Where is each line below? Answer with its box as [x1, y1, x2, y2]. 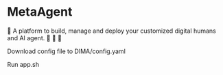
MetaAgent [7, 4, 73, 20]
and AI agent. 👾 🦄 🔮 [7, 33, 62, 42]
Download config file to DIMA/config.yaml [7, 47, 126, 55]
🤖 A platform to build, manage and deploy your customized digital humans [7, 27, 216, 35]
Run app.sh [7, 60, 40, 68]
